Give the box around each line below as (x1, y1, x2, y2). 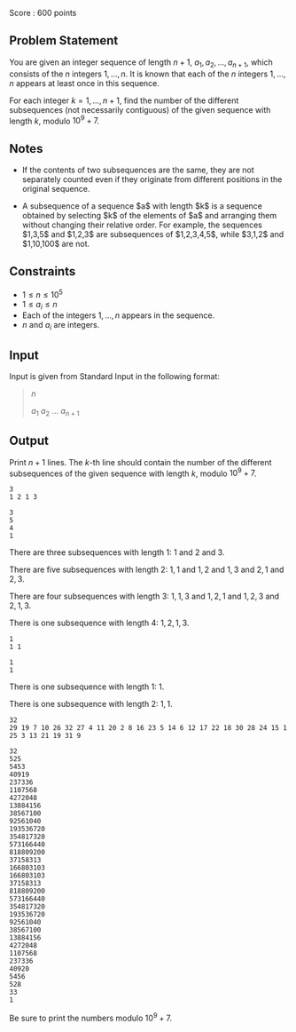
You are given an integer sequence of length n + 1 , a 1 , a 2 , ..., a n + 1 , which (9, 57, 273, 69)
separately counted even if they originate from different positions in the (21, 174, 283, 185)
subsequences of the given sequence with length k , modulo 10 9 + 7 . (9, 466, 257, 479)
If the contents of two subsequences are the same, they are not (21, 164, 254, 176)
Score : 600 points (9, 8, 77, 18)
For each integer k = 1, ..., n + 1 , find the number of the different (9, 95, 239, 106)
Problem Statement (9, 33, 119, 48)
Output (9, 433, 49, 449)
